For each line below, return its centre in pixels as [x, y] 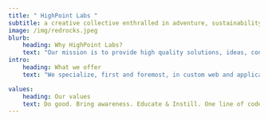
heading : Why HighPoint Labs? [73, 45]
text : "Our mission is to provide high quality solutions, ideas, [135, 52]
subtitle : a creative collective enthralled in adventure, [108, 23]
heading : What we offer [62, 68]
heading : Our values [57, 96]
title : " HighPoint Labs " [53, 15]
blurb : [19, 38]
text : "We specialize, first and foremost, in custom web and [128, 75]
